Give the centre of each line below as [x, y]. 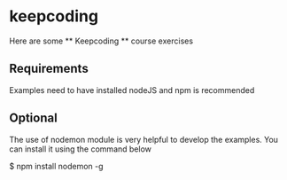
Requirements [49, 69]
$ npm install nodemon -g [56, 166]
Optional [33, 118]
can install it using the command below [81, 149]
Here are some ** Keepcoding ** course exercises [101, 41]
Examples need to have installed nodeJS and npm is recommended [132, 90]
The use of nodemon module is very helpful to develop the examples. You [144, 139]
